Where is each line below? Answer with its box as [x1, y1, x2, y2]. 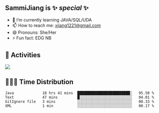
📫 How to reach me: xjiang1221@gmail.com [12, 22, 101, 28]
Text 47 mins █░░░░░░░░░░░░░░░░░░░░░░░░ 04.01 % [5, 95, 154, 100]
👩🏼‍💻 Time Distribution [5, 78, 73, 86]
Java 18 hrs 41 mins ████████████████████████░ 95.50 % [5, 90, 154, 96]
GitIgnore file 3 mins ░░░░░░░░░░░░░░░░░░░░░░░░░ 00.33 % [5, 99, 154, 104]
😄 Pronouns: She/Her [12, 29, 57, 35]
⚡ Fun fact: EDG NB [12, 35, 52, 41]
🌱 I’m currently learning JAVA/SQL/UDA [12, 17, 92, 23]
